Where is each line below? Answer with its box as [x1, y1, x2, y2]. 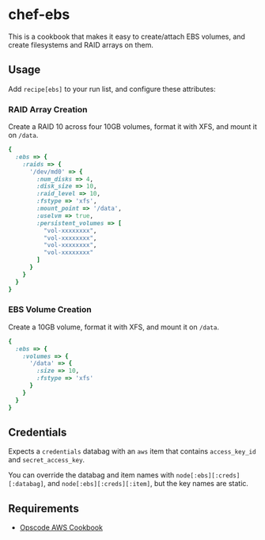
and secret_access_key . [8, 455, 85, 465]
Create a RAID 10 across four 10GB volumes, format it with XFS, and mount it [8, 122, 257, 131]
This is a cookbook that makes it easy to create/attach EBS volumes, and [8, 32, 245, 41]
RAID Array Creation [8, 104, 89, 115]
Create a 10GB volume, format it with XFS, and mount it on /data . [8, 322, 220, 332]
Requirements [8, 501, 79, 515]
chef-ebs [8, 6, 70, 24]
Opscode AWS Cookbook [19, 523, 103, 532]
